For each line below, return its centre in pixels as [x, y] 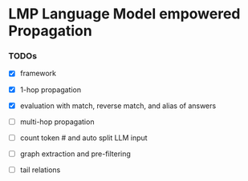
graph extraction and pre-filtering [75, 154]
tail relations [40, 170]
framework [38, 74]
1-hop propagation [51, 90]
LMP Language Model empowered [124, 14]
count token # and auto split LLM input [83, 138]
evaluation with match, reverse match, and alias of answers [118, 106]
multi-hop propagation [57, 122]
